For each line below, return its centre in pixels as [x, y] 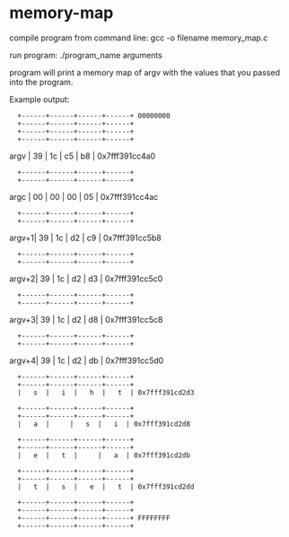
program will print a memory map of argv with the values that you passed [145, 72]
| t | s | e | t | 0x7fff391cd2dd [106, 487]
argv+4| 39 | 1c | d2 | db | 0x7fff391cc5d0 [87, 360]
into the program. [41, 82]
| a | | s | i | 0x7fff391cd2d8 [104, 424]
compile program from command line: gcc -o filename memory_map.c [139, 38]
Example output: [39, 99]
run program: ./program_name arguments [86, 55]
